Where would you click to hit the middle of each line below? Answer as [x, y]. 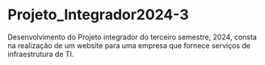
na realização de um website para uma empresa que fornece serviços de [129, 45]
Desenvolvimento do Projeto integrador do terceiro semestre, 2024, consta [132, 37]
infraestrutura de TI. [41, 54]
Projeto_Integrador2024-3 [98, 15]
